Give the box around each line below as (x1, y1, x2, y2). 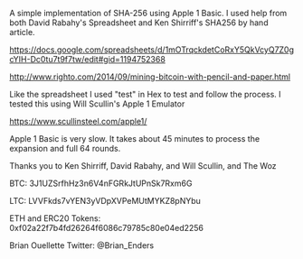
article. (9, 27, 35, 37)
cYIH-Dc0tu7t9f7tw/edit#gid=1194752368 (9, 54, 166, 64)
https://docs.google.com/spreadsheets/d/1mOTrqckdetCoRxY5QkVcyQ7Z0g (9, 44, 295, 55)
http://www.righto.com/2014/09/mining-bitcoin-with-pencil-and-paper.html (9, 71, 291, 82)
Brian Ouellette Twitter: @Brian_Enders (9, 240, 155, 251)
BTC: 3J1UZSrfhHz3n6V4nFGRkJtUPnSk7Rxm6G (9, 178, 193, 189)
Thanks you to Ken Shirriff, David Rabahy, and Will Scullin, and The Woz (9, 161, 278, 171)
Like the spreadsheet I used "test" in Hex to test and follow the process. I (9, 89, 282, 99)
